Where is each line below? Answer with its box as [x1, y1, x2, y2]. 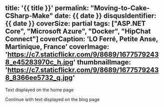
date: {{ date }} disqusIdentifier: [54, 12, 157, 20]
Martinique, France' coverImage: [5, 43, 110, 51]
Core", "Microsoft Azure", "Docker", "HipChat [5, 27, 151, 36]
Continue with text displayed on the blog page [5, 96, 100, 102]
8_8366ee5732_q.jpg [5, 74, 73, 82]
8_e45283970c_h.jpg [5, 58, 74, 66]
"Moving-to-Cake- [90, 4, 150, 12]
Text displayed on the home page [5, 87, 74, 93]
